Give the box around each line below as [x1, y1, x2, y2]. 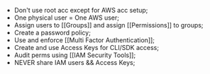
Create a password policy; [13, 28, 91, 37]
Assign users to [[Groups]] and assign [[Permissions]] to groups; [13, 21, 204, 29]
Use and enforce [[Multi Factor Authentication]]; [13, 36, 155, 44]
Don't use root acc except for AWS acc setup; [13, 6, 148, 14]
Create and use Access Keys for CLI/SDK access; [13, 44, 160, 51]
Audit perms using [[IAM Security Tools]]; [13, 51, 136, 59]
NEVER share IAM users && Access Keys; [13, 58, 136, 66]
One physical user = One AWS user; [13, 13, 119, 22]
